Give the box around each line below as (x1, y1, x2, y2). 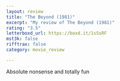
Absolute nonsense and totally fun (6, 68, 90, 75)
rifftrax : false (6, 42, 46, 48)
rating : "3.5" (6, 25, 41, 31)
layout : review (6, 8, 44, 15)
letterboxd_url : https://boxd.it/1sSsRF (6, 31, 108, 36)
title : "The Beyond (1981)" (6, 14, 76, 20)
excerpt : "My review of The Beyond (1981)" (6, 19, 115, 25)
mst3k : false (6, 36, 38, 42)
